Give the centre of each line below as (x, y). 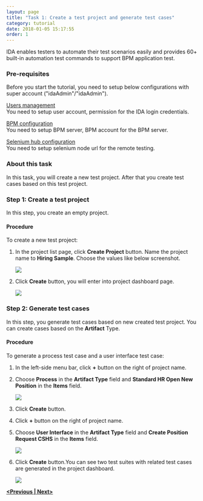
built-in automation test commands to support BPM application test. (91, 58)
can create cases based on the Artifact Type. (63, 328)
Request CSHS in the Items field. (56, 438)
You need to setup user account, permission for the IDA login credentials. (98, 112)
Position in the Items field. (48, 386)
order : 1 (17, 35)
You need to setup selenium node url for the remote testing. (81, 148)
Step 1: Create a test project (48, 199)
